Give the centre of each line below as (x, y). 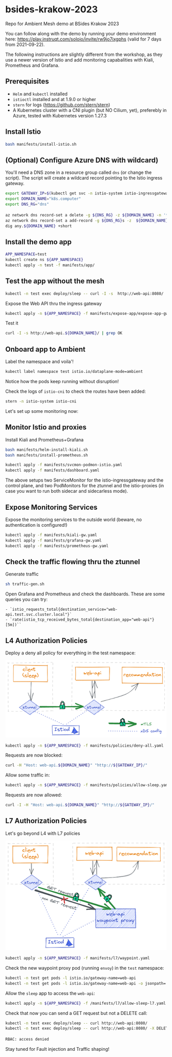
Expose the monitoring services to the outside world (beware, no (74, 520)
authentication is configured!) (36, 525)
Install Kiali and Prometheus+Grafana (45, 440)
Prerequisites (27, 81)
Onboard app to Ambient (46, 349)
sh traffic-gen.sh (25, 584)
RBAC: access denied (27, 1040)
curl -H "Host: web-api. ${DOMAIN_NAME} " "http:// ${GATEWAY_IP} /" (76, 765)
